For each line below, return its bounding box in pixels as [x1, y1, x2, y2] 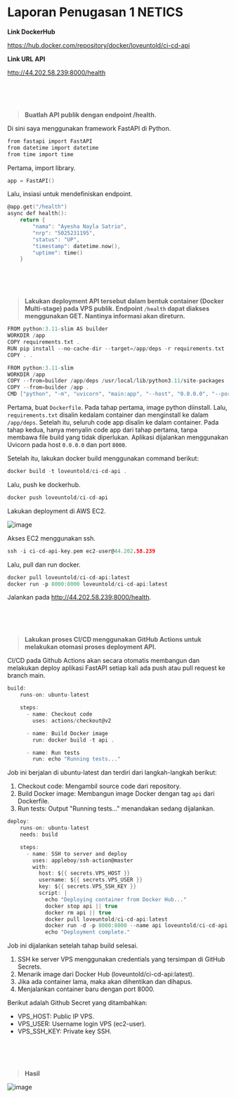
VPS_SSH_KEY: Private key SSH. [17, 1027, 112, 1035]
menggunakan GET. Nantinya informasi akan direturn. [24, 312, 186, 321]
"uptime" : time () [32, 249, 83, 257]
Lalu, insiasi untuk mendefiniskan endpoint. [7, 190, 133, 198]
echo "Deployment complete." [44, 929, 131, 936]
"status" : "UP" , [32, 236, 80, 243]
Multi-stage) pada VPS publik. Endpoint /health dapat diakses [24, 304, 210, 313]
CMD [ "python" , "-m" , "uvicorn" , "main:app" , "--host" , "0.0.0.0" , [7, 391, 209, 398]
